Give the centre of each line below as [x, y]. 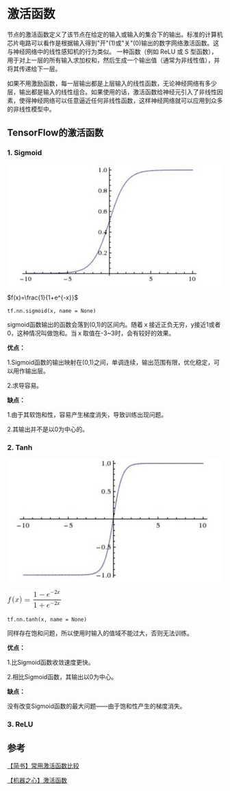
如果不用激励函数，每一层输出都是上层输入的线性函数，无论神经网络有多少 [112, 83]
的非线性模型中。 [31, 109]
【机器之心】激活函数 [37, 781]
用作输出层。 [31, 371]
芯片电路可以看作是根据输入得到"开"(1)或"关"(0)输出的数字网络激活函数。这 [113, 43]
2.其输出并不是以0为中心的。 [48, 429]
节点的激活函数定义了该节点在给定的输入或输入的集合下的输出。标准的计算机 [115, 34]
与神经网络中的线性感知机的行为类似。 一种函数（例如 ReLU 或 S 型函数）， [112, 51]
